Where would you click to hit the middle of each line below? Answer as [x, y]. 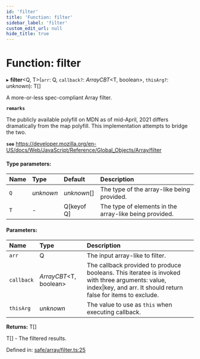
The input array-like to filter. [126, 255]
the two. [16, 132]
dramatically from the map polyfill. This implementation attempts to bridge [97, 126]
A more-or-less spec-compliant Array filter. [59, 98]
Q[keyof [75, 207]
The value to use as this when [129, 305]
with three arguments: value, [126, 280]
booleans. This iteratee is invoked [133, 273]
